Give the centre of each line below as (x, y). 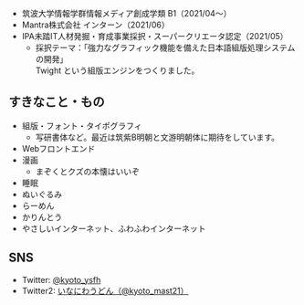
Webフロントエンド (58, 148)
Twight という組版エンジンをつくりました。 (117, 70)
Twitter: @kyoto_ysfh (61, 279)
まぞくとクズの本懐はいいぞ (88, 171)
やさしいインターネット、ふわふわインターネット (114, 228)
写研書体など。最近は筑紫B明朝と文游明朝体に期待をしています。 (157, 137)
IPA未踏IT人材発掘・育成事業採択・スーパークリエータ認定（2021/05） (155, 36)
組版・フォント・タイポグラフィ (82, 125)
